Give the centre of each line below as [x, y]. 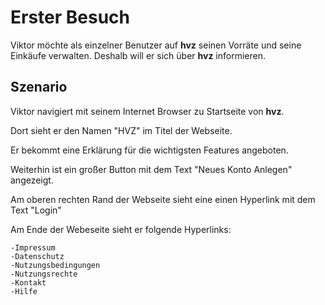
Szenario [39, 87]
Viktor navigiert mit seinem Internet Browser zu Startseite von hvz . [147, 111]
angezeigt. [32, 180]
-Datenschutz [37, 256]
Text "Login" [36, 210]
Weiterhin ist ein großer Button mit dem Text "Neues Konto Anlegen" [151, 169]
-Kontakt [28, 282]
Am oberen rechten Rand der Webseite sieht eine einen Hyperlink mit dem [163, 199]
